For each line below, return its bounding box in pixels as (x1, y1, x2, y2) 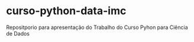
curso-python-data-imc (6, 4, 127, 18)
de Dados (6, 30, 30, 37)
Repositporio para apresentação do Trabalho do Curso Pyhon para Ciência (6, 24, 188, 31)
